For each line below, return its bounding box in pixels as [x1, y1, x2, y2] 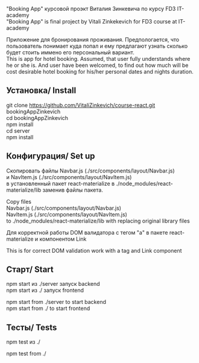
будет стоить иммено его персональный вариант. [6, 49, 134, 56]
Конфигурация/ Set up [6, 151, 95, 162]
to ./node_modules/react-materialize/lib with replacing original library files [6, 217, 190, 224]
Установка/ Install [6, 86, 77, 96]
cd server [6, 127, 30, 134]
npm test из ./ [6, 338, 40, 346]
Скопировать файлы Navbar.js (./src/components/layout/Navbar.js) [6, 167, 175, 174]
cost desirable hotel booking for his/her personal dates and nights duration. [6, 68, 194, 75]
